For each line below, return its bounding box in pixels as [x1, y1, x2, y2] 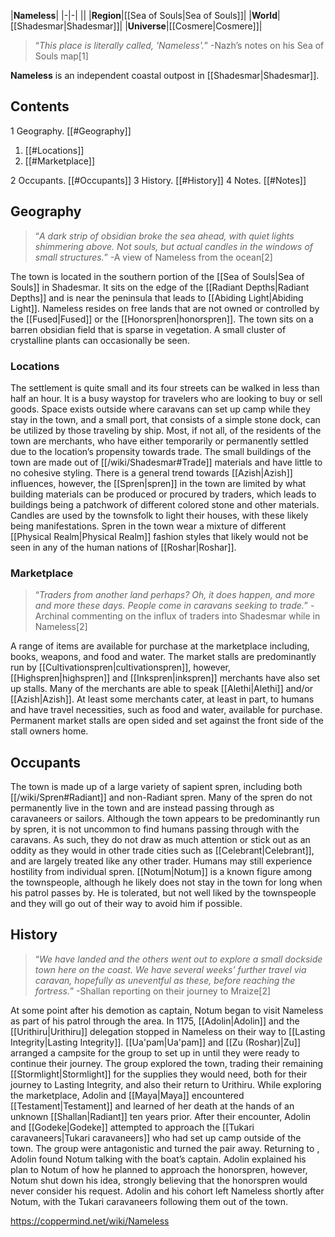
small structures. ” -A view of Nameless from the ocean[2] [34, 251, 273, 263]
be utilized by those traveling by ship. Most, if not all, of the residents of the [10, 424, 322, 436]
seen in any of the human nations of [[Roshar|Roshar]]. [10, 541, 237, 553]
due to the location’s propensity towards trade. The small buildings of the [10, 445, 312, 457]
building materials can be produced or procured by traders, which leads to [10, 488, 317, 500]
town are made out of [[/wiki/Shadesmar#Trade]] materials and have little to [10, 456, 323, 468]
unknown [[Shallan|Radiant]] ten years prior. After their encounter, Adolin [10, 1110, 311, 1122]
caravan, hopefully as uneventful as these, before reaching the [34, 974, 296, 986]
